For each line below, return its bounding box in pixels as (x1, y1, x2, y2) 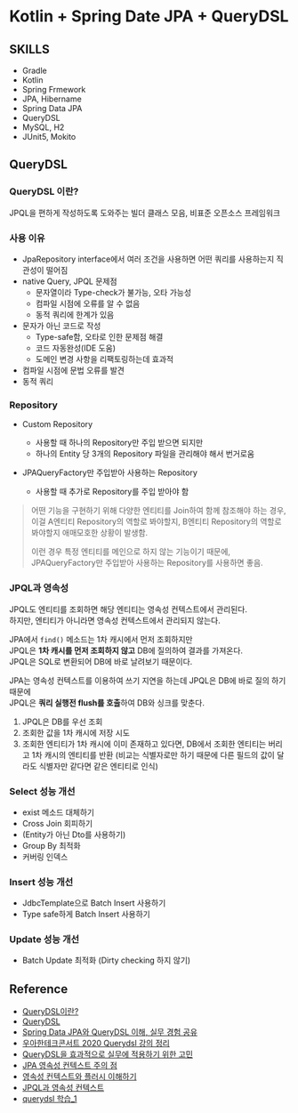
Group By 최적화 (21, 840, 82, 851)
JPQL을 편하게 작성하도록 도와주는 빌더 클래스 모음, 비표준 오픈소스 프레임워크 (9, 207, 281, 218)
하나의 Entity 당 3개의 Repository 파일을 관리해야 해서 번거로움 (35, 448, 255, 459)
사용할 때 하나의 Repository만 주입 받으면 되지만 (35, 438, 204, 448)
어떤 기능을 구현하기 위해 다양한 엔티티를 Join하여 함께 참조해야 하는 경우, (30, 505, 286, 516)
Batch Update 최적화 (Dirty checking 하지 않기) (21, 955, 191, 966)
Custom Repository (21, 419, 93, 430)
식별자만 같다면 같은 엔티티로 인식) (38, 761, 158, 771)
